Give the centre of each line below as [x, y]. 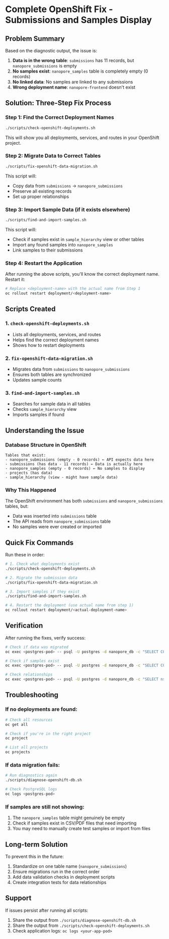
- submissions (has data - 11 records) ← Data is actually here [74, 464]
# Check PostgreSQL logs [31, 789]
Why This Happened [31, 490]
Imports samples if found [38, 415]
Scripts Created [30, 309]
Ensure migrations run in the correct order [56, 871]
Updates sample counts [37, 380]
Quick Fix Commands [39, 543]
